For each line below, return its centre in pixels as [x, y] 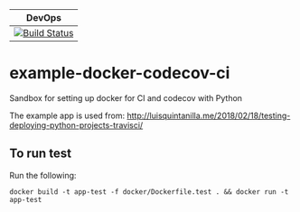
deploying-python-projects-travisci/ [76, 124]
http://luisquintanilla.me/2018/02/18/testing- [208, 115]
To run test [41, 154]
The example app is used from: [67, 115]
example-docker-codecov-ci [120, 74]
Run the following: [43, 175]
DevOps [43, 18]
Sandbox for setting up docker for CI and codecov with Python [126, 97]
